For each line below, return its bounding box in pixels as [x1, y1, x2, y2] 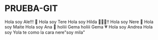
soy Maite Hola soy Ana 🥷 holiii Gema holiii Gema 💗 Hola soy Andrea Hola [4, 24, 153, 29]
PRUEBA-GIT [4, 3, 58, 14]
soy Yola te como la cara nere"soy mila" [4, 29, 85, 35]
